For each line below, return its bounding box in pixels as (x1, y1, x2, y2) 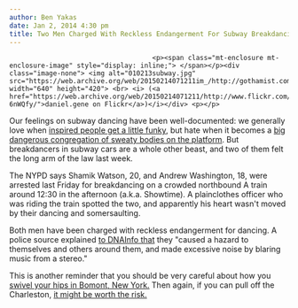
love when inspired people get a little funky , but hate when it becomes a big (9, 125, 286, 135)
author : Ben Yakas (9, 12, 77, 22)
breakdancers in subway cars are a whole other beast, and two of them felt (9, 143, 284, 155)
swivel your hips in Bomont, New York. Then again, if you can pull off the (9, 280, 275, 290)
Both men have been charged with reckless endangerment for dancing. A (9, 225, 278, 235)
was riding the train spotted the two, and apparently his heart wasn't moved (9, 198, 286, 209)
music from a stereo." (9, 253, 88, 264)
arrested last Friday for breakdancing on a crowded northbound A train (9, 180, 268, 190)
